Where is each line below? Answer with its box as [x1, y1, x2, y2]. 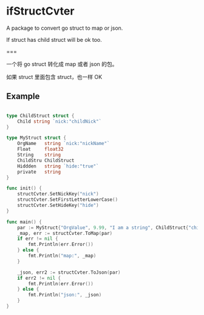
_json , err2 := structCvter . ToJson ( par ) [17, 269, 121, 276]
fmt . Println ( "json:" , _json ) [28, 292, 102, 298]
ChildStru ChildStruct [17, 157, 75, 163]
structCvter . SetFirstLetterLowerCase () [17, 197, 118, 203]
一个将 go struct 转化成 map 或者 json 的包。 [6, 60, 118, 67]
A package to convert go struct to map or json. [6, 24, 123, 32]
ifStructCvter [6, 4, 75, 18]
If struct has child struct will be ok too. [6, 36, 102, 43]
